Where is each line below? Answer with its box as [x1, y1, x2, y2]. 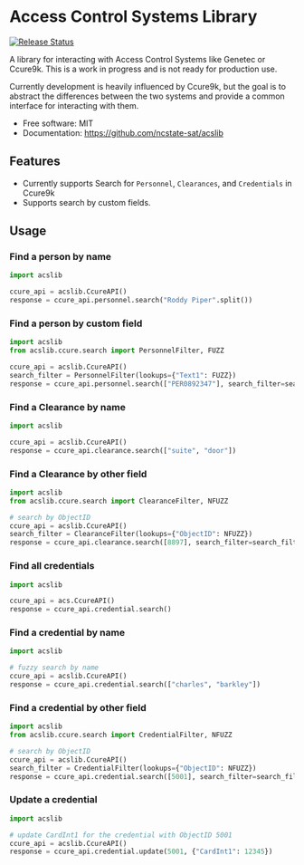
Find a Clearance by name [9, 400, 127, 413]
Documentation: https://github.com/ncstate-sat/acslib [22, 127, 224, 138]
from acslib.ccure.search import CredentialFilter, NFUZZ [9, 731, 233, 740]
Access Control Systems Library [9, 6, 258, 27]
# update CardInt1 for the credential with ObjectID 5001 [9, 831, 233, 840]
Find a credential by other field [9, 701, 147, 714]
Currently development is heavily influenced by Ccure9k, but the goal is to [9, 81, 287, 91]
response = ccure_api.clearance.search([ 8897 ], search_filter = [9, 538, 253, 547]
